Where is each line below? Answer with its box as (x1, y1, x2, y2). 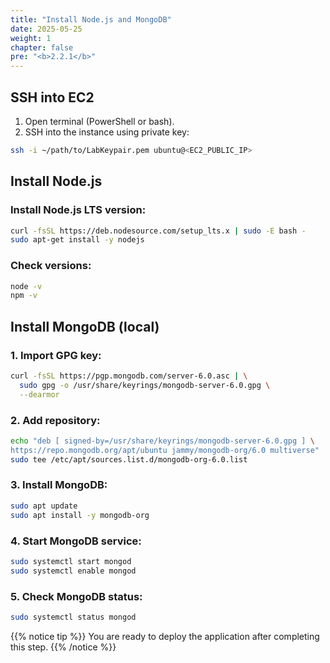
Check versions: (10, 259, 92, 273)
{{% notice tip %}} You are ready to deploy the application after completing (10, 630, 320, 642)
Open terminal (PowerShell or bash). (24, 115, 175, 127)
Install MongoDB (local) (10, 318, 160, 335)
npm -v (10, 291, 38, 301)
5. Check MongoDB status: (10, 589, 143, 603)
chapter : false (10, 42, 74, 53)
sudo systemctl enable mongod (10, 566, 137, 576)
